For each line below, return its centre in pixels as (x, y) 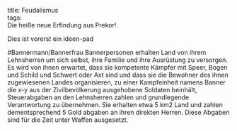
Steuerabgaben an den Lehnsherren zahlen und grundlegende (98, 97)
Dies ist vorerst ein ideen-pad (51, 39)
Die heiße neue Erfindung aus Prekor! (62, 25)
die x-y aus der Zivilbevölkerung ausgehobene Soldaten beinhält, (102, 90)
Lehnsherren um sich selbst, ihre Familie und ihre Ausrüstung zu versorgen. (118, 60)
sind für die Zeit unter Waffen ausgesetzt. (68, 120)
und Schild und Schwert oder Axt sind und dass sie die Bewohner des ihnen (118, 75)
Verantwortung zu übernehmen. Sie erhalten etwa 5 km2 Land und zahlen (115, 105)
